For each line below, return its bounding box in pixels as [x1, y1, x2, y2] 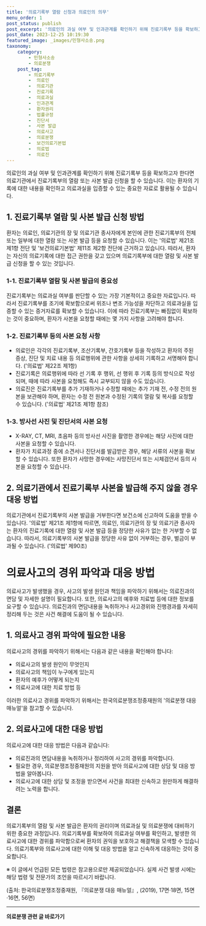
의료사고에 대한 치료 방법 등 [15, 683, 82, 691]
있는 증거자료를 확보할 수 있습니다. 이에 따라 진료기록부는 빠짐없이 [24, 307, 181, 315]
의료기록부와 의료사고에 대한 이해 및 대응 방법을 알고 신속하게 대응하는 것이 [14, 845, 193, 852]
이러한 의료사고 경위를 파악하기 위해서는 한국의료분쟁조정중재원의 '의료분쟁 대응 [6, 697, 197, 704]
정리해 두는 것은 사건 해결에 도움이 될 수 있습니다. [6, 610, 124, 618]
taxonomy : [6, 44, 32, 50]
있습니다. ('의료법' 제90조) [24, 542, 88, 549]
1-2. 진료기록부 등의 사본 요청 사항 [6, 332, 101, 340]
